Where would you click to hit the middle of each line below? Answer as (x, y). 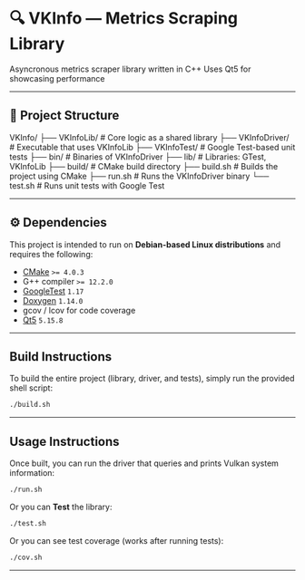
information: (32, 473)
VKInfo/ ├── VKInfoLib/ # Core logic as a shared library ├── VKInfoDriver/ (149, 137)
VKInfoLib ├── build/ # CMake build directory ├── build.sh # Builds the (144, 166)
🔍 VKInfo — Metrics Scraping (124, 19)
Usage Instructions (64, 441)
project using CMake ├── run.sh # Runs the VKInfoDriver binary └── (139, 176)
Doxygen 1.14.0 (53, 300)
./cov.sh (26, 557)
